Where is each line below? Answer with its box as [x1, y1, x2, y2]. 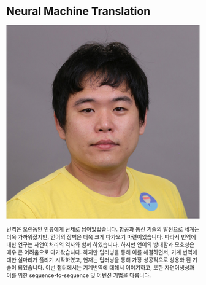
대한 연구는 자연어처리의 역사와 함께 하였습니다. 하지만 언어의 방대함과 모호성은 [6, 241, 195, 248]
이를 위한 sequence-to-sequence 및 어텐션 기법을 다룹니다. [6, 271, 151, 279]
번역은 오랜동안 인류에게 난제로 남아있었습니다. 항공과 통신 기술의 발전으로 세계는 [6, 225, 200, 233]
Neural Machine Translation [6, 4, 151, 18]
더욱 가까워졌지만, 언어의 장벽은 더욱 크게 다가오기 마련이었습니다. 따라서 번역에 [6, 233, 196, 240]
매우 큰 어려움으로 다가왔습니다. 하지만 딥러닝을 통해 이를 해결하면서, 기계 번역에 [6, 248, 198, 256]
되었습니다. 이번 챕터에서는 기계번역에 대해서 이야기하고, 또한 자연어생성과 [17, 264, 195, 271]
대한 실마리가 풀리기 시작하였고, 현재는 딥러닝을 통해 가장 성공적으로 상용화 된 [6, 256, 191, 264]
